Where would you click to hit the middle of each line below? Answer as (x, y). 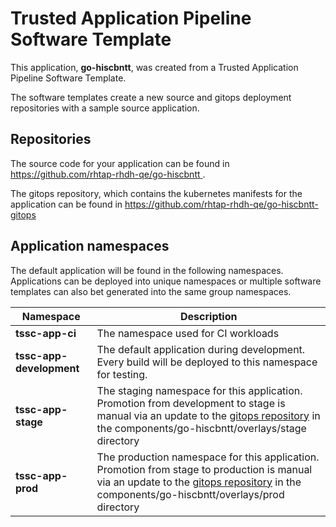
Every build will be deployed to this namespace (207, 362)
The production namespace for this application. (208, 457)
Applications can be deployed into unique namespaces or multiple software (166, 281)
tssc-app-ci (46, 333)
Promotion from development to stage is (191, 403)
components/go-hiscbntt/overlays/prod (190, 494)
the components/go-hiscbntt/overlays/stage (201, 428)
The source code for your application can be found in (120, 163)
